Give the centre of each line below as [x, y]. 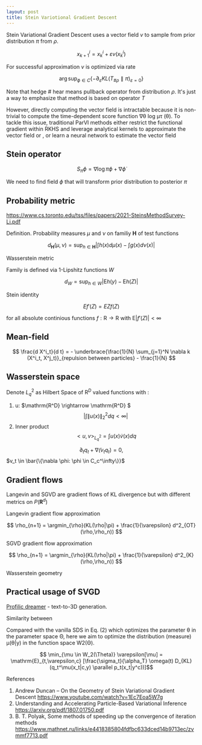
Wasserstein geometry [34, 573]
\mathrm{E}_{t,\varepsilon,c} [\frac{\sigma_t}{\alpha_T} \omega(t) [92, 661]
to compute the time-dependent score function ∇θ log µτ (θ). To [101, 116]
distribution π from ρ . [33, 41]
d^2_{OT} [184, 525]
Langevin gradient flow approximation [53, 514]
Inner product [32, 427]
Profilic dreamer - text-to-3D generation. [57, 606]
